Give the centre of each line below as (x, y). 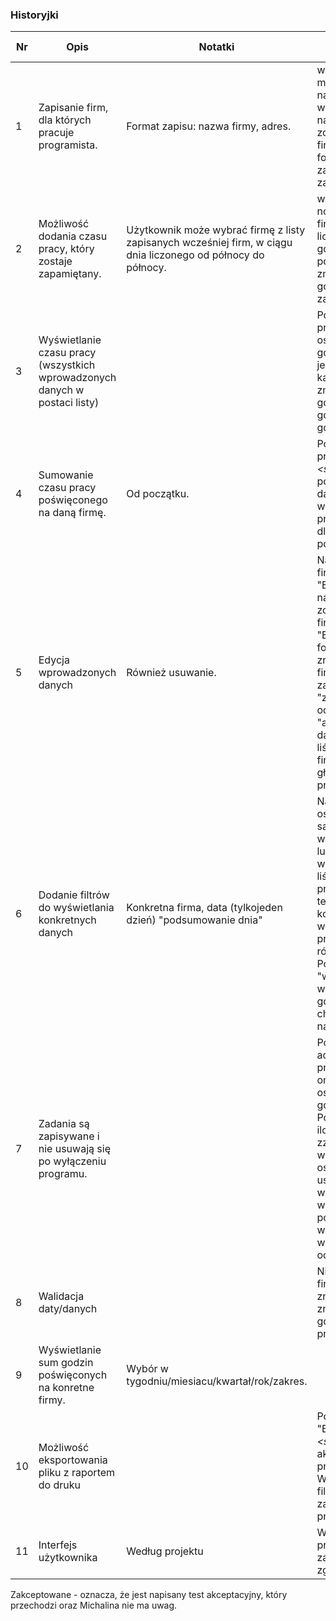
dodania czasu (73, 236)
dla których (65, 120)
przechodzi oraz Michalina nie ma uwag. (94, 1605)
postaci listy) (69, 403)
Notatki (216, 47)
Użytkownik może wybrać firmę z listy (216, 230)
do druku (59, 1485)
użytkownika (68, 1558)
